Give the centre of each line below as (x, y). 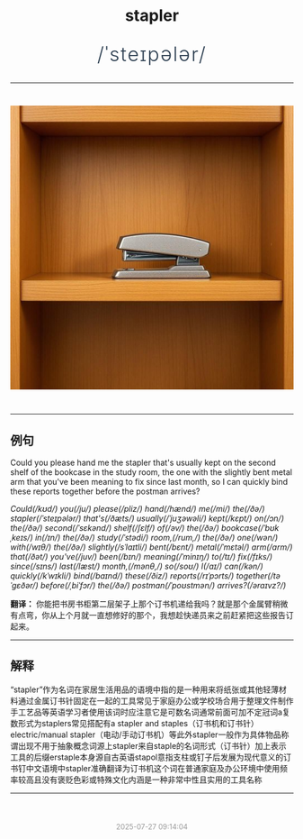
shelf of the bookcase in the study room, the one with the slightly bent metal (151, 472)
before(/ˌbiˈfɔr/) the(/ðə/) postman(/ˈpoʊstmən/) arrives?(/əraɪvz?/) (163, 585)
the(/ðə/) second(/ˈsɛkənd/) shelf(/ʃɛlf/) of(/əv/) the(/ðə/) (115, 528)
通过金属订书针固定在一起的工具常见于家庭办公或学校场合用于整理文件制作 (156, 700)
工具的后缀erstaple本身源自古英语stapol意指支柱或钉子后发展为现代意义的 (147, 757)
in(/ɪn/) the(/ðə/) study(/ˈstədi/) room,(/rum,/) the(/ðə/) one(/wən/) (157, 538)
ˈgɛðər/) (24, 585)
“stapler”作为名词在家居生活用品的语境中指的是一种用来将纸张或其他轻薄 (145, 689)
